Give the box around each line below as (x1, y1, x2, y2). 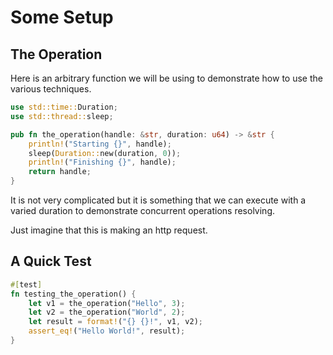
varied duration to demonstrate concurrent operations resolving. (10, 205, 276, 216)
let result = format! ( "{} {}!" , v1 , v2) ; (28, 317, 203, 327)
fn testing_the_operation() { (10, 289, 137, 299)
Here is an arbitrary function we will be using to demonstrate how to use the (10, 72, 323, 84)
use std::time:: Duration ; (10, 102, 118, 112)
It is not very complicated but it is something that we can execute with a (10, 194, 307, 206)
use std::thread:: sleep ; (10, 111, 114, 121)
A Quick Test (10, 253, 92, 270)
